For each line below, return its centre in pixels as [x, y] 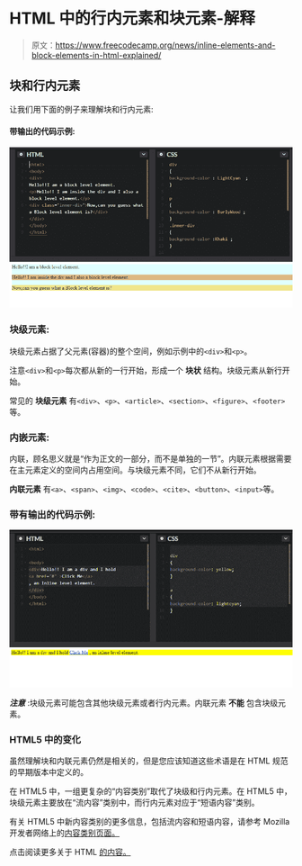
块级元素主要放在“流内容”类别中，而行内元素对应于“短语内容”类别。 [134, 803]
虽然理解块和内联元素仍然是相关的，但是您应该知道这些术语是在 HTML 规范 [149, 761]
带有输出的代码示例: [53, 514]
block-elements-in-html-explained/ [96, 55]
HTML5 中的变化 [45, 739]
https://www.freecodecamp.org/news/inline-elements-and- [165, 45]
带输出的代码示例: [42, 131]
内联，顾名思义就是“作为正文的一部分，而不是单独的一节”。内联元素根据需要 [151, 458]
